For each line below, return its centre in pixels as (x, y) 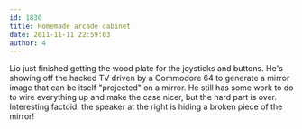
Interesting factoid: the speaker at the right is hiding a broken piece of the (146, 107)
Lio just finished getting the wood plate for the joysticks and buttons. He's (146, 69)
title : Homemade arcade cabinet (70, 26)
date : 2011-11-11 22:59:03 (60, 34)
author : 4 (28, 43)
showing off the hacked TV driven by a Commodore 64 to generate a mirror (150, 78)
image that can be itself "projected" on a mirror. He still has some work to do (151, 88)
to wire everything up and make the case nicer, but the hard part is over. (143, 97)
